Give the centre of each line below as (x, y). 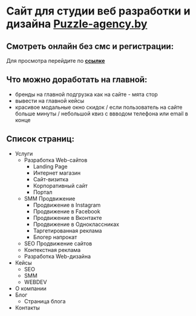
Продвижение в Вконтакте (67, 218)
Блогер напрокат (55, 237)
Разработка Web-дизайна (57, 256)
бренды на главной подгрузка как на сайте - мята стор (87, 94)
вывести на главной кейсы (50, 100)
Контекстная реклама (52, 250)
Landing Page (50, 166)
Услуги (24, 153)
